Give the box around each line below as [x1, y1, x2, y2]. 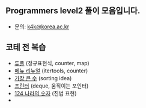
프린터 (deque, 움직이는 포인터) [14, 82, 89, 89]
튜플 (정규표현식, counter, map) [14, 59, 90, 66]
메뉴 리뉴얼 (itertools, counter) [14, 67, 88, 74]
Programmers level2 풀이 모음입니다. [5, 5, 141, 16]
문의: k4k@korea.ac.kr [14, 23, 70, 30]
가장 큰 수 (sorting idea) [14, 74, 72, 81]
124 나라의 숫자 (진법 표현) [14, 89, 77, 97]
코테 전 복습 [5, 42, 46, 52]
